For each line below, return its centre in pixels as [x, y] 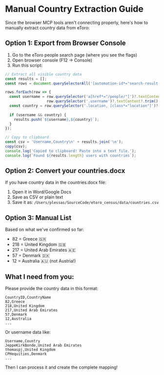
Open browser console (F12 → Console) [52, 60]
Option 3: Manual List [38, 218]
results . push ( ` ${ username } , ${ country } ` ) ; [56, 119]
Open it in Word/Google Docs [42, 192]
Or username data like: [28, 332]
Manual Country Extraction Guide [74, 9]
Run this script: [27, 65]
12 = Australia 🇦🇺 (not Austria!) [44, 261]
